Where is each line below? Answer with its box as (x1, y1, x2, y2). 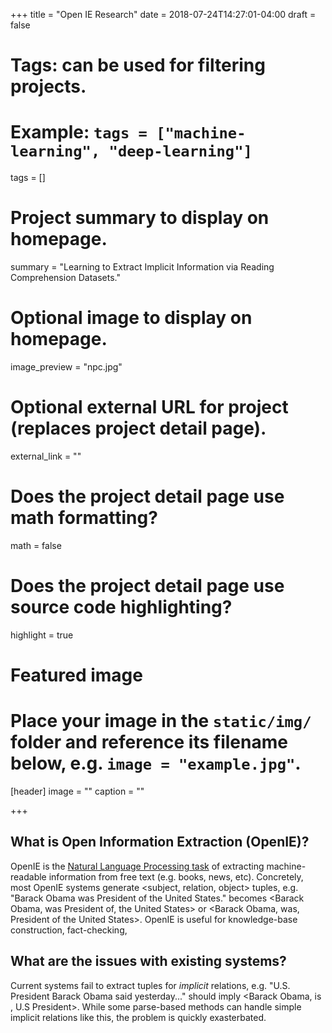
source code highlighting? (10, 596, 233, 619)
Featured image (10, 664, 143, 686)
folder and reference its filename (10, 731, 288, 754)
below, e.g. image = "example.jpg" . (10, 752, 302, 775)
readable (10, 870, 47, 883)
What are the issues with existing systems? (10, 953, 287, 970)
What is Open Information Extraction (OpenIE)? (10, 834, 310, 851)
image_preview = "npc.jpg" (10, 361, 123, 373)
